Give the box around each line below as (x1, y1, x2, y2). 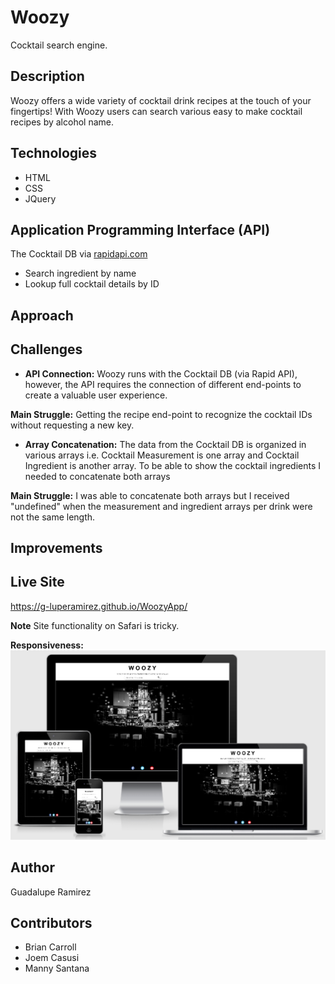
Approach (10, 307, 74, 324)
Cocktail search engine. (10, 39, 108, 51)
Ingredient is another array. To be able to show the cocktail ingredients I (24, 459, 321, 471)
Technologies (10, 145, 98, 162)
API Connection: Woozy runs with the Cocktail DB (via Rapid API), (24, 367, 298, 380)
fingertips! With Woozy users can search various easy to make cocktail (10, 105, 303, 117)
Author (10, 859, 55, 876)
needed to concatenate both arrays (24, 470, 171, 482)
